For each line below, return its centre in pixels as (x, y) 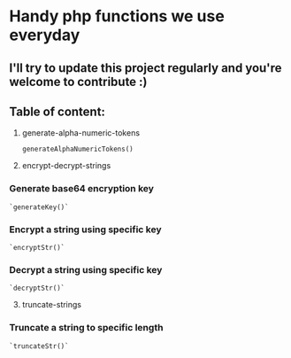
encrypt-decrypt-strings (66, 166)
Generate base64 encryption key (82, 189)
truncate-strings (52, 305)
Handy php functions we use (117, 16)
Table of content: (57, 111)
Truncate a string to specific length (86, 328)
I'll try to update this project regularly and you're (145, 68)
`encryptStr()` (37, 247)
